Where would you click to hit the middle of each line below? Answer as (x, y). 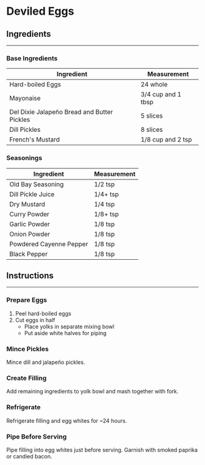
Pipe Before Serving (37, 436)
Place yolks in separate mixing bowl (69, 327)
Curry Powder (30, 214)
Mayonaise (25, 98)
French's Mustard (34, 140)
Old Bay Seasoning (37, 184)
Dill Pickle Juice (32, 194)
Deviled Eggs (40, 11)
